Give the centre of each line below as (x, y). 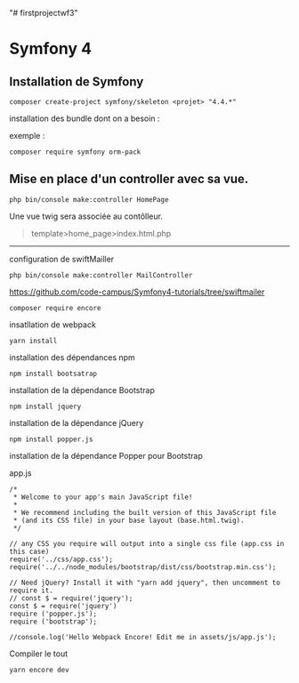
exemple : (27, 136)
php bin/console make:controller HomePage (89, 199)
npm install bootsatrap (53, 374)
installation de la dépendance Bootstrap (82, 390)
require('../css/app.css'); (61, 559)
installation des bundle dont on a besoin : (85, 118)
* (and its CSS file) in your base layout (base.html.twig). (129, 520)
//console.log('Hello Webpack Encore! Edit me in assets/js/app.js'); (143, 637)
